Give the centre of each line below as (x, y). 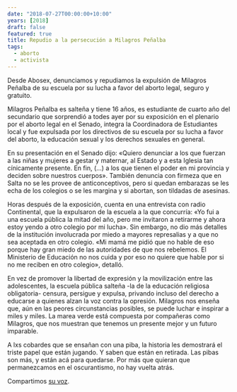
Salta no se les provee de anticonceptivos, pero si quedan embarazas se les (118, 183)
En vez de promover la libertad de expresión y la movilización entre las (110, 278)
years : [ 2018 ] (28, 21)
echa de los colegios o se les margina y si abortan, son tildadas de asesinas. (119, 190)
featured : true (30, 34)
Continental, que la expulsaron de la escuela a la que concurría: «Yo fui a (113, 212)
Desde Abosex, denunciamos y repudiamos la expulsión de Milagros (107, 80)
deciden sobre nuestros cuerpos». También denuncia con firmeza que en (114, 175)
